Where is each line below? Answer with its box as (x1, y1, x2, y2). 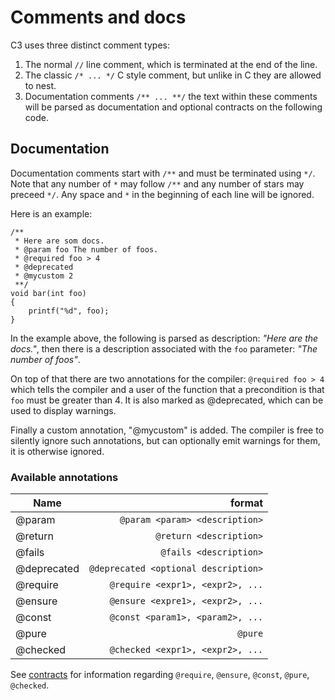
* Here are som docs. (14, 236, 105, 246)
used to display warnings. (10, 404, 117, 416)
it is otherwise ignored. (10, 445, 105, 457)
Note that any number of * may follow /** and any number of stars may (10, 177, 305, 190)
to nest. (24, 79, 57, 91)
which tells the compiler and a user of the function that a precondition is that (10, 383, 325, 395)
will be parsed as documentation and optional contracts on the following (24, 101, 323, 113)
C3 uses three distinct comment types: (10, 39, 170, 51)
